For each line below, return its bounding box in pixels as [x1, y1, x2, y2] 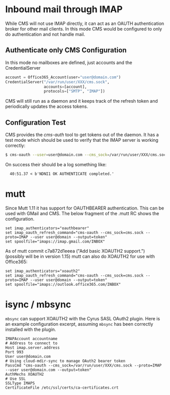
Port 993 [5, 349, 24, 354]
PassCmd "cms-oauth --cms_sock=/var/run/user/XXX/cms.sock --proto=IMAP [5, 362, 162, 368]
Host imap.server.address [5, 345, 60, 350]
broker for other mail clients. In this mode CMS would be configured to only [5, 25, 162, 32]
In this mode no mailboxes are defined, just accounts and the [5, 59, 133, 66]
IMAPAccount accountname [5, 336, 58, 341]
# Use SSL [5, 376, 26, 381]
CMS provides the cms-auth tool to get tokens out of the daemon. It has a [5, 132, 159, 138]
